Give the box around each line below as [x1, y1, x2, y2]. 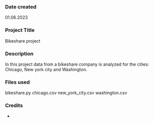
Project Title [5, 27, 35, 34]
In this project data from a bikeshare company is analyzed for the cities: [5, 61, 149, 67]
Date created [5, 3, 37, 10]
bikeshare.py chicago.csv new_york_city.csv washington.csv [5, 90, 128, 96]
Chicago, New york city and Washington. [5, 66, 88, 72]
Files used [5, 78, 30, 85]
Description [5, 50, 34, 57]
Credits [5, 102, 23, 109]
